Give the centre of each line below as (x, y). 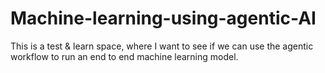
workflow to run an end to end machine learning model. (124, 56)
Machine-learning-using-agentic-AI (163, 18)
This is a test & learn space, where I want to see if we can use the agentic (162, 46)
